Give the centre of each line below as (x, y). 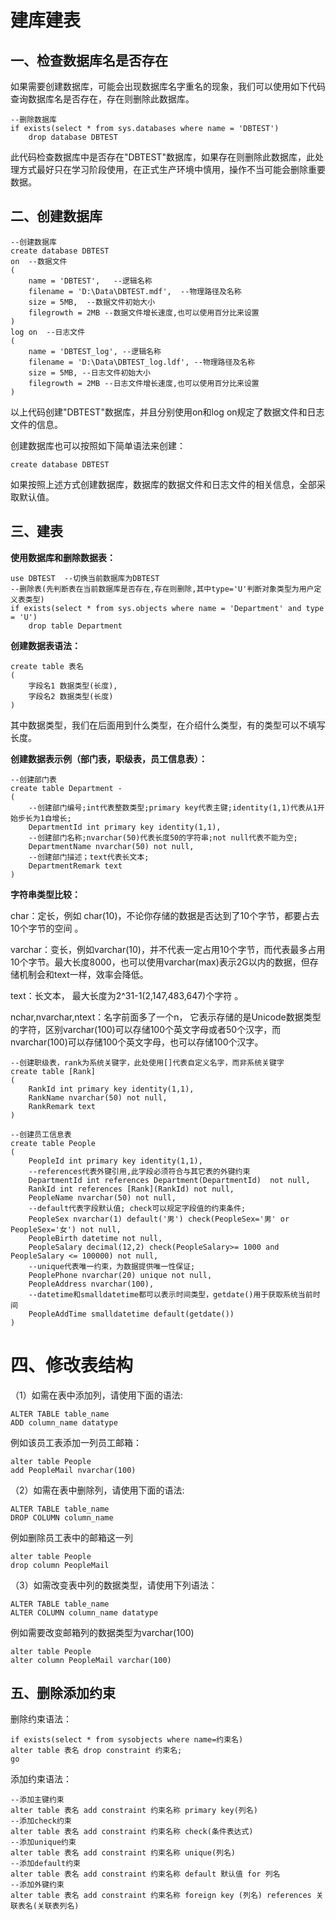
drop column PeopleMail (60, 1565)
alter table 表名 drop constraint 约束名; (96, 1751)
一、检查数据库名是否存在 (89, 60)
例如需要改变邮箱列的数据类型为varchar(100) (102, 1632)
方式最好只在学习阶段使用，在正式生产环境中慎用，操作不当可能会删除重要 (172, 169)
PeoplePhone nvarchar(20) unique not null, (120, 1275)
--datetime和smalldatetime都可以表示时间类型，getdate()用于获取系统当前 (170, 1294)
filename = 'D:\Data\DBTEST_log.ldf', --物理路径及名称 (142, 362)
